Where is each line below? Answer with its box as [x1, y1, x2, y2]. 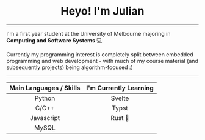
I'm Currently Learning [86, 84, 154, 92]
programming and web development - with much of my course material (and [6, 57, 198, 64]
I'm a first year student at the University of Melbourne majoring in [6, 30, 171, 37]
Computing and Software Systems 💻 [6, 36, 103, 44]
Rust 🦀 [110, 113, 129, 122]
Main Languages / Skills [9, 84, 81, 92]
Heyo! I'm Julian [60, 4, 145, 18]
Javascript [29, 113, 60, 122]
